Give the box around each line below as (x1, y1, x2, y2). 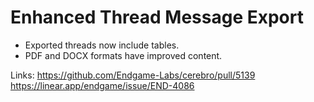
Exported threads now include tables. (24, 39, 180, 51)
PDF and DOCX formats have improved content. (24, 49, 223, 61)
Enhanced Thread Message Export (10, 6, 304, 29)
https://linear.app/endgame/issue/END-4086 (10, 79, 195, 91)
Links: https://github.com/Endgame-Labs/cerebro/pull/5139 (10, 69, 256, 81)
